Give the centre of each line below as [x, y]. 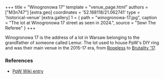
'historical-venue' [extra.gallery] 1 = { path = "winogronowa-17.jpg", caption [81, 17]
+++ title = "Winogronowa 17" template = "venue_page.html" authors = [77, 7]
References [19, 60]
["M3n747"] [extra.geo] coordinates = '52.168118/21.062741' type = [73, 12]
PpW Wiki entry [28, 71]
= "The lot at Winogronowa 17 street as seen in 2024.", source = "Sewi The [81, 23]
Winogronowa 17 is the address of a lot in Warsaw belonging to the [72, 37]
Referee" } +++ [20, 28]
